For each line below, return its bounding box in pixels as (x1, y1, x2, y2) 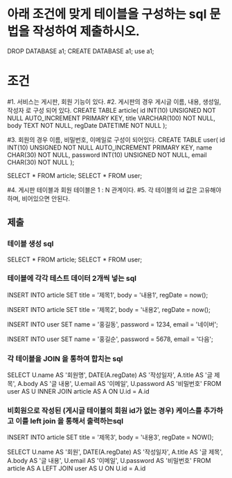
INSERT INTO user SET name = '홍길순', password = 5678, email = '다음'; (7, 335, 213, 343)
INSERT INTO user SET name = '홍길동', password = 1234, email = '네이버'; (7, 320, 218, 329)
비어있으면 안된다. (21, 194, 71, 203)
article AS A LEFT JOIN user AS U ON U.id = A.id (7, 464, 146, 472)
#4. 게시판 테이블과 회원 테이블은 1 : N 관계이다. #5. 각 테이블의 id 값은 (7, 185, 197, 194)
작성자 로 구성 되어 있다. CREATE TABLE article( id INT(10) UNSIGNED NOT (7, 106, 216, 114)
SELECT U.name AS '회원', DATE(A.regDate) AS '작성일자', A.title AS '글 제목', (7, 448, 224, 457)
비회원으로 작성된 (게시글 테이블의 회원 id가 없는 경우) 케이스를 (7, 406, 202, 416)
